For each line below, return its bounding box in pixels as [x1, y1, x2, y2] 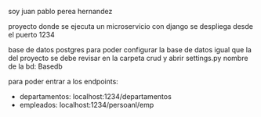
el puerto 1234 [8, 30, 55, 39]
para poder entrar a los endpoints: [8, 77, 119, 86]
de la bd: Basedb [8, 62, 63, 71]
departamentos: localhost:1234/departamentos [19, 92, 172, 101]
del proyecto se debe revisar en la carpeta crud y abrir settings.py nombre [8, 54, 248, 62]
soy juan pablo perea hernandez [8, 7, 113, 16]
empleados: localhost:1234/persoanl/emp [19, 101, 154, 109]
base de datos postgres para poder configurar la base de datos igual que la [8, 45, 252, 54]
